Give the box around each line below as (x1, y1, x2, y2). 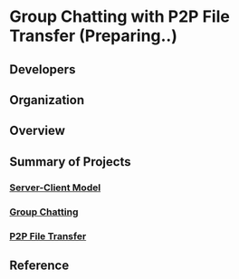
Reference (9, 257, 70, 273)
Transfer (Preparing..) (9, 25, 178, 46)
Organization (9, 92, 84, 108)
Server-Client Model (9, 181, 101, 194)
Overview (9, 123, 66, 139)
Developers (9, 62, 76, 77)
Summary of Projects (9, 154, 131, 169)
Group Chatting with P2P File (9, 6, 231, 27)
